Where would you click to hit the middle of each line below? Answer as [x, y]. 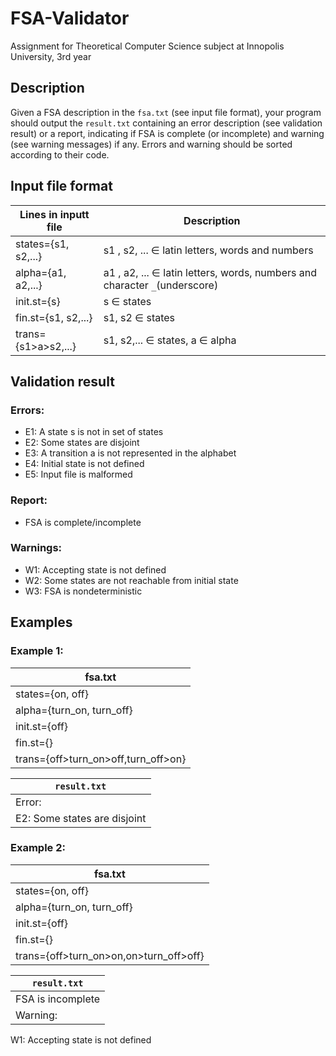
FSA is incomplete [58, 999]
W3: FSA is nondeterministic [83, 591]
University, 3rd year [51, 56]
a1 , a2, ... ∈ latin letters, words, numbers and [210, 272]
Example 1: [37, 651]
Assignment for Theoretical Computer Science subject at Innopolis [147, 46]
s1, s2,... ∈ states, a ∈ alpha [170, 340]
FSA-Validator [70, 18]
